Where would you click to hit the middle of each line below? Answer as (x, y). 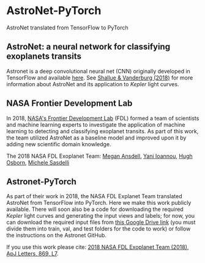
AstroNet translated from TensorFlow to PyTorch (67, 28)
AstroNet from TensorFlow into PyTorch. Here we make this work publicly (99, 203)
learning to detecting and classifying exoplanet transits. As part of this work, (102, 131)
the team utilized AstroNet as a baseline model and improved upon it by (96, 138)
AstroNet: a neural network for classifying (88, 47)
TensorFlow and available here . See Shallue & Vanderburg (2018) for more (100, 78)
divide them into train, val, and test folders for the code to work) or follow (99, 229)
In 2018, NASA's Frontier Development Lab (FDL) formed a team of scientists (103, 118)
